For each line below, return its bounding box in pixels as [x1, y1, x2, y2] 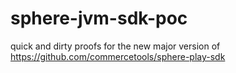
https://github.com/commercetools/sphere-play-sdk [10, 50, 226, 62]
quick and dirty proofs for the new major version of [10, 40, 221, 52]
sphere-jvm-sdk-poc [10, 7, 188, 30]
